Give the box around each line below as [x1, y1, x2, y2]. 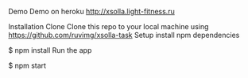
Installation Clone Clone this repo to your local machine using [8, 22, 209, 31]
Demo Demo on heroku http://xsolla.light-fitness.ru [8, 7, 175, 16]
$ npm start [8, 61, 46, 70]
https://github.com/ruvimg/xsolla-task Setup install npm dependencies [8, 31, 240, 39]
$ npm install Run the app [8, 46, 92, 54]
